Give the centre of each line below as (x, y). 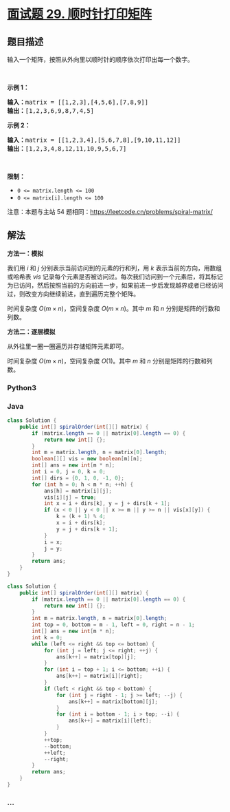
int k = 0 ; (47, 637)
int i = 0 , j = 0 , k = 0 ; (69, 472)
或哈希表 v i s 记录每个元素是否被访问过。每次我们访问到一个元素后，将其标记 (115, 277)
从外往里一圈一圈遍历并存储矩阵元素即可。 (67, 346)
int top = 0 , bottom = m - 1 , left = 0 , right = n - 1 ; (113, 625)
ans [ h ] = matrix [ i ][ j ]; (78, 491)
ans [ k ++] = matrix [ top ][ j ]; (96, 657)
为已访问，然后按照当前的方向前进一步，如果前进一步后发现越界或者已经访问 (115, 285)
